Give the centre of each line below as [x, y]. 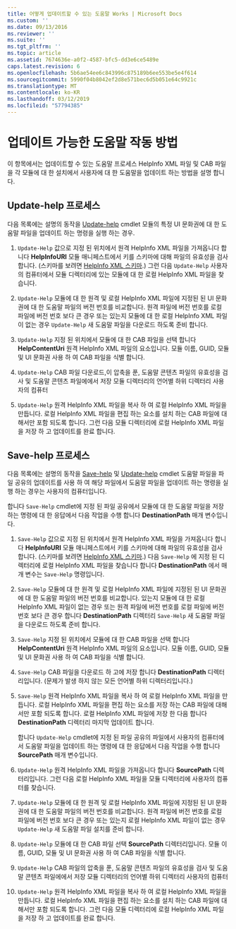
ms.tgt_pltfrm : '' [34, 47]
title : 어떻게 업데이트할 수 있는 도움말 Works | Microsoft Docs [95, 14]
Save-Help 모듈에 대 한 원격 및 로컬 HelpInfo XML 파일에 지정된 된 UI [112, 589]
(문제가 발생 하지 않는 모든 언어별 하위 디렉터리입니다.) [119, 681]
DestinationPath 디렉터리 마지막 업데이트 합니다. [86, 722]
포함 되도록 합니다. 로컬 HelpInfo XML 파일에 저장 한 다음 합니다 [119, 714]
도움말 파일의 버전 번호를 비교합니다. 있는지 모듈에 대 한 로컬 [123, 598]
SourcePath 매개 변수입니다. [58, 755]
